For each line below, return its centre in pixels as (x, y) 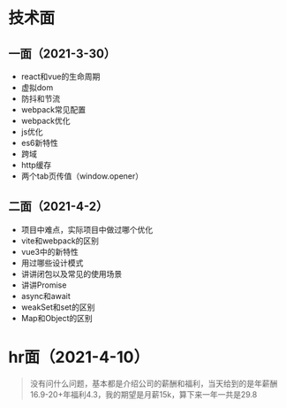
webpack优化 (45, 121)
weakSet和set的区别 (58, 307)
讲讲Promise (44, 285)
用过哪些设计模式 (52, 263)
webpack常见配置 (53, 110)
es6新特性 (40, 143)
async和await (46, 296)
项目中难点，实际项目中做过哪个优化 (87, 229)
